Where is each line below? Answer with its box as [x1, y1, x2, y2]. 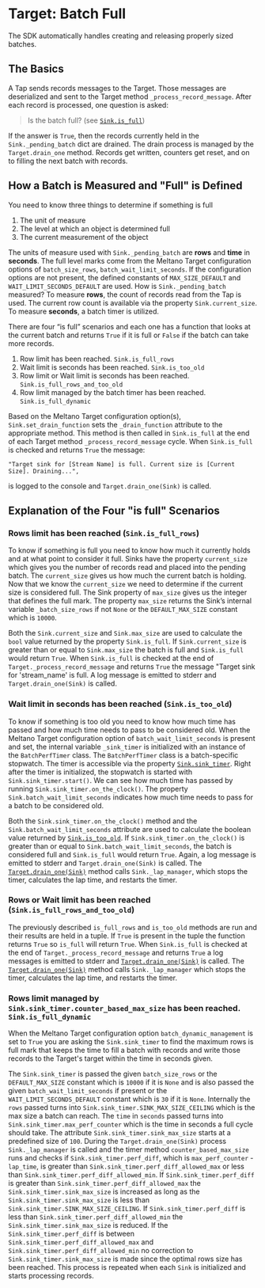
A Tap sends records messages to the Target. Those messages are [8, 83, 227, 93]
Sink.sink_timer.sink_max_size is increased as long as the [8, 1187, 200, 1196]
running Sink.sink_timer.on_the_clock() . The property [8, 784, 188, 793]
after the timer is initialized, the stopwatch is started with [8, 767, 192, 777]
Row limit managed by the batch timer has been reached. [19, 387, 206, 397]
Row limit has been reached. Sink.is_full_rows [19, 354, 175, 363]
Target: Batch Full [8, 5, 127, 23]
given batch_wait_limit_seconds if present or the [8, 1086, 168, 1096]
